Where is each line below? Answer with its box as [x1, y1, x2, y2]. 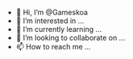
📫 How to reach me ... [15, 42, 91, 51]
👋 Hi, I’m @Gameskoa [15, 8, 89, 17]
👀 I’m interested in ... [15, 16, 85, 26]
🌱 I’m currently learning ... [15, 25, 102, 33]
